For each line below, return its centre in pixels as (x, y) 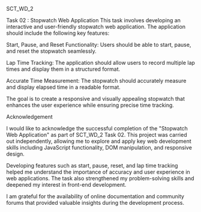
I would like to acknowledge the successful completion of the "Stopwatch (97, 128)
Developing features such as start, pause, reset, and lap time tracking (92, 165)
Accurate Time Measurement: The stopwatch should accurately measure (96, 81)
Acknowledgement (29, 117)
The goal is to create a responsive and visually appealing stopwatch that (95, 99)
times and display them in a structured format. (63, 69)
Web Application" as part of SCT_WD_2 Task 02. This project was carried (97, 135)
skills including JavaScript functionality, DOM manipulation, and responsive (99, 147)
